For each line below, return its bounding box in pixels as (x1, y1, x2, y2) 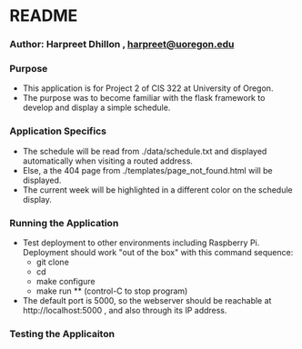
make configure (35, 276, 96, 286)
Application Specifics (9, 125, 107, 137)
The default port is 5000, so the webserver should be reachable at (22, 295, 272, 305)
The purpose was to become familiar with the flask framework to (22, 93, 266, 104)
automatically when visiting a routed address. (22, 155, 194, 166)
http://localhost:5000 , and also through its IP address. (22, 305, 227, 315)
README (9, 5, 78, 26)
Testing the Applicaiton (9, 327, 116, 340)
